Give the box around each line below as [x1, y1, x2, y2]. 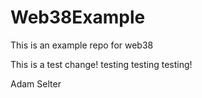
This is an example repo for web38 [10, 39, 154, 51]
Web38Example [10, 6, 146, 29]
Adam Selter [10, 77, 62, 90]
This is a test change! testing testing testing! [10, 58, 193, 70]
